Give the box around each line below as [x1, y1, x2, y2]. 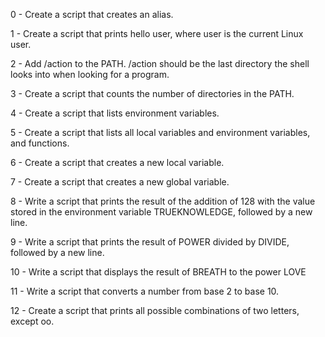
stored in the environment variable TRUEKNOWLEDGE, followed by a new [10, 206, 313, 218]
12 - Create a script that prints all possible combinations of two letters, [10, 305, 300, 316]
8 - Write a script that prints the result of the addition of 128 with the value [10, 195, 316, 207]
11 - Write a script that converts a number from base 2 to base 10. [10, 285, 280, 297]
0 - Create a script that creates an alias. [10, 9, 174, 20]
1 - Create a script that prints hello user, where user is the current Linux [10, 28, 304, 39]
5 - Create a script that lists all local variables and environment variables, [10, 127, 311, 138]
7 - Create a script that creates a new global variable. [10, 176, 230, 188]
